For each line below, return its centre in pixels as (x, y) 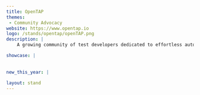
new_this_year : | (28, 72)
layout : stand (24, 83)
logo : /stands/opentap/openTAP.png (50, 34)
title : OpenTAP (25, 12)
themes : (16, 17)
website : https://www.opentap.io (48, 28)
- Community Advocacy (35, 23)
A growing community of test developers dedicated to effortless (100, 45)
